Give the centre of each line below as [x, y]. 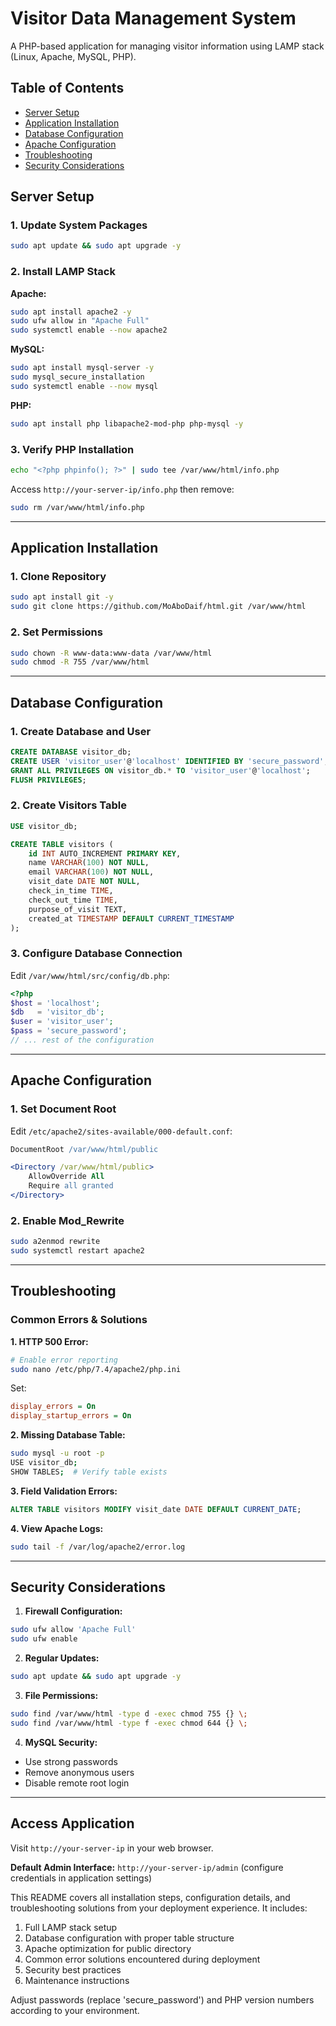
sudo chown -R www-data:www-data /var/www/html [111, 653]
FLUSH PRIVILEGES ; [48, 780]
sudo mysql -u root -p [57, 1453]
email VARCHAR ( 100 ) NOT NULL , [91, 872]
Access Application [72, 1823]
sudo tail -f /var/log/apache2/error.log [98, 1547]
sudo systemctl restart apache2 [77, 1251]
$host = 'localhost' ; [55, 1003]
